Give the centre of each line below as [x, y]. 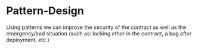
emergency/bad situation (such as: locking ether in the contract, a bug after [99, 33]
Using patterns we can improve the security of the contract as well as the [96, 27]
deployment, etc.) [28, 40]
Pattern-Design [45, 11]
